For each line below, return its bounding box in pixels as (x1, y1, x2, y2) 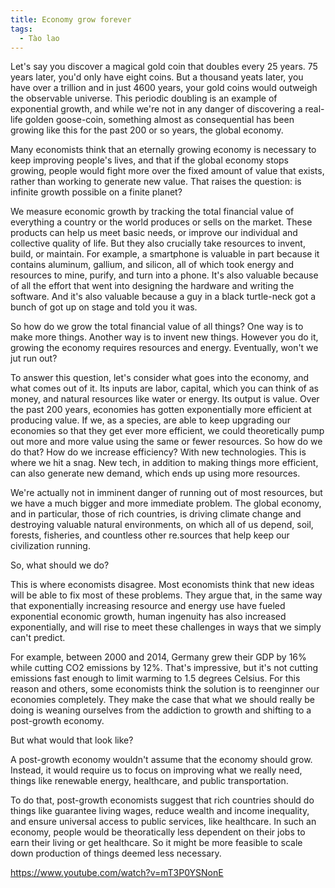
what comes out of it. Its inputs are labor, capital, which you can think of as (10, 382, 319, 395)
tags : (10, 24, 33, 34)
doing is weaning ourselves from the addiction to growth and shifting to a (10, 704, 312, 716)
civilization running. (10, 540, 91, 552)
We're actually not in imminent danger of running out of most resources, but (10, 487, 323, 499)
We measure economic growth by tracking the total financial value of (10, 206, 295, 218)
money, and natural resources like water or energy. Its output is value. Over (10, 393, 320, 405)
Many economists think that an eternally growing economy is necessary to (10, 144, 317, 156)
